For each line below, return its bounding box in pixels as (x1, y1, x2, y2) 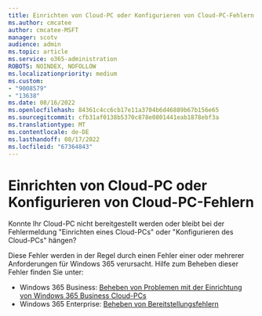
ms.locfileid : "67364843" (8, 143, 93, 151)
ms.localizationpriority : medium (8, 70, 118, 78)
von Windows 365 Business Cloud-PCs (19, 291, 147, 300)
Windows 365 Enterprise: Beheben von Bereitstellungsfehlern (19, 300, 220, 309)
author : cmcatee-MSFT (8, 26, 79, 34)
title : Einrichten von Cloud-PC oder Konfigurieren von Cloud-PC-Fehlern (8, 11, 255, 20)
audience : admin (8, 41, 61, 49)
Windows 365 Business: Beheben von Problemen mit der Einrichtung (19, 283, 242, 292)
